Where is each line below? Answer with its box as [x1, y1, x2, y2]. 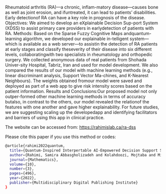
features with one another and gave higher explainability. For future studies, [5, 104, 160, 110]
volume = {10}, [9, 162, 37, 167]
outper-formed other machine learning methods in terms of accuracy [5, 94, 146, 99]
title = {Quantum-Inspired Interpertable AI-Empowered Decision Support [9, 148, 158, 153]
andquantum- [123, 31, 152, 36]
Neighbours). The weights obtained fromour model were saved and [5, 78, 142, 84]
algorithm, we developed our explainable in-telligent [23, 36, 129, 42]
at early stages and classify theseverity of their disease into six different [5, 47, 152, 52]
